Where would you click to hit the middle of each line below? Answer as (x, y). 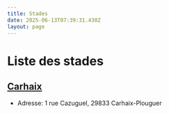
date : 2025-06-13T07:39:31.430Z (54, 20)
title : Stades (28, 14)
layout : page (26, 26)
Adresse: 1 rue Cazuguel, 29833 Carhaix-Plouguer (89, 103)
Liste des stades (56, 61)
